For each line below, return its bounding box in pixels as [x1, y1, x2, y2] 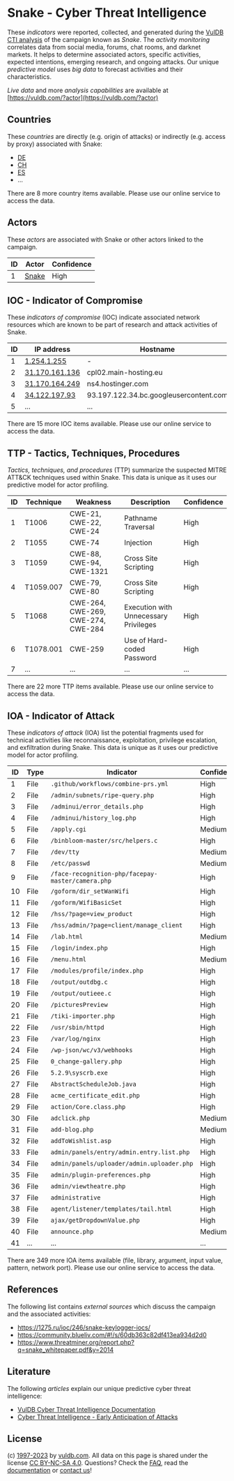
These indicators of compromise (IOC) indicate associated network [7, 313, 201, 322]
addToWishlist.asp [50, 1137, 111, 1144]
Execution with [124, 603, 173, 612]
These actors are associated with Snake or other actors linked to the [7, 235, 204, 244]
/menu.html [50, 955, 87, 963]
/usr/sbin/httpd [50, 1024, 104, 1031]
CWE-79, [69, 578, 102, 588]
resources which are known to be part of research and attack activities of [7, 320, 218, 329]
